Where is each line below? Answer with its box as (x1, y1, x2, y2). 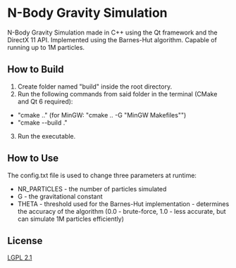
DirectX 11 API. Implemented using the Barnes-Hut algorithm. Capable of (7, 35, 217, 44)
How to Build (7, 63, 65, 75)
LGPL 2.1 (7, 253, 32, 262)
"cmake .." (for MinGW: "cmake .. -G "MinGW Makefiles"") (17, 110, 187, 119)
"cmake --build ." (17, 118, 68, 127)
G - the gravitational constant (17, 192, 104, 200)
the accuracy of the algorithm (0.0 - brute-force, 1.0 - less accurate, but (17, 207, 227, 215)
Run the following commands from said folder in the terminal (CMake (17, 89, 218, 98)
